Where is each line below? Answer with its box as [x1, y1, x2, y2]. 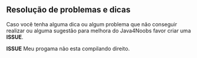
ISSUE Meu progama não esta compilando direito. [6, 45, 130, 52]
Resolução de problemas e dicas [6, 5, 131, 15]
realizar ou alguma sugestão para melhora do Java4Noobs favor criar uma [6, 27, 191, 34]
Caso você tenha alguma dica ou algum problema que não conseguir [6, 20, 178, 28]
